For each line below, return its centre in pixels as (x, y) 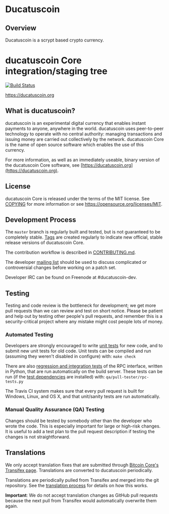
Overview (21, 28)
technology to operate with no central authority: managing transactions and (84, 134)
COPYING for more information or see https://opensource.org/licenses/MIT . (84, 204)
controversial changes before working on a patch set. (61, 268)
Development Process (41, 220)
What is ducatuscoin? (40, 111)
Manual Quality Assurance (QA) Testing (55, 409)
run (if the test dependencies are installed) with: (55, 377)
